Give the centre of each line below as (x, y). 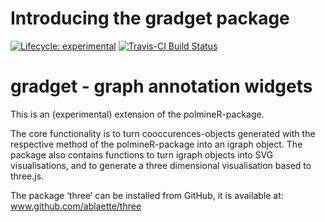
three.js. (27, 176)
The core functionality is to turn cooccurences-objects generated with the (163, 133)
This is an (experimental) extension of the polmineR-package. (137, 114)
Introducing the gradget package (150, 18)
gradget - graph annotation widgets (161, 86)
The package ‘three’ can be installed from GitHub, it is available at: (147, 195)
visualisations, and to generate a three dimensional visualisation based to (161, 165)
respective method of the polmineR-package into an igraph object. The (156, 144)
